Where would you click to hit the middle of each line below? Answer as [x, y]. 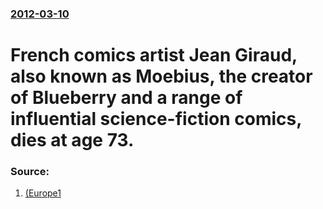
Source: [30, 172]
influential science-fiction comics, [156, 119]
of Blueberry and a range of [126, 98]
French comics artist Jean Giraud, [154, 55]
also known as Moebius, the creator [161, 76]
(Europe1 [43, 193]
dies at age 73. [72, 140]
